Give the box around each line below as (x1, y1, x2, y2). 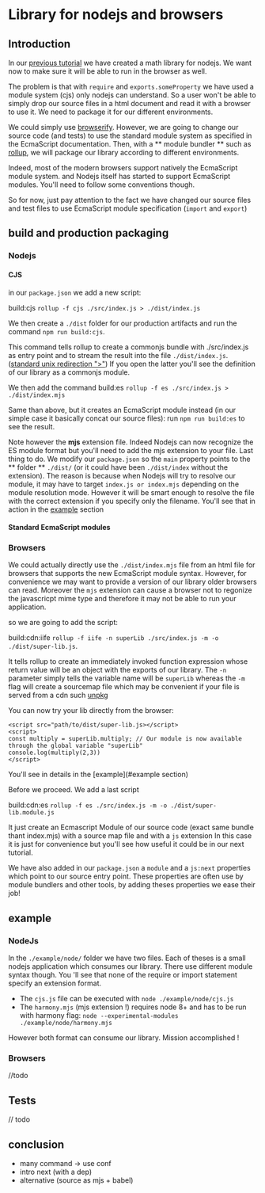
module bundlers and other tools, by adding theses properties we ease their (8, 880, 256, 890)
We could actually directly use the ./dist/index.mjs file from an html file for (8, 560, 256, 570)
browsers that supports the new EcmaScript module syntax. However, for (8, 569, 247, 578)
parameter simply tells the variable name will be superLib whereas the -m (8, 673, 245, 683)
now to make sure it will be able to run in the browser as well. (8, 67, 207, 76)
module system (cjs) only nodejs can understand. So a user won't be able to (8, 90, 256, 100)
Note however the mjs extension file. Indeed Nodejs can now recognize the (8, 437, 254, 447)
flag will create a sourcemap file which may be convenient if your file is (8, 682, 240, 692)
